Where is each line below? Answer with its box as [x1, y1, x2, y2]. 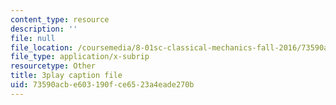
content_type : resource [10, 14, 110, 25]
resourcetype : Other [10, 61, 97, 71]
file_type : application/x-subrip [10, 52, 150, 62]
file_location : [10, 42, 74, 53]
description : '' [10, 24, 78, 34]
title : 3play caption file [10, 71, 123, 81]
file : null [10, 33, 56, 43]
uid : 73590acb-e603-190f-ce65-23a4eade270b [10, 80, 195, 90]
